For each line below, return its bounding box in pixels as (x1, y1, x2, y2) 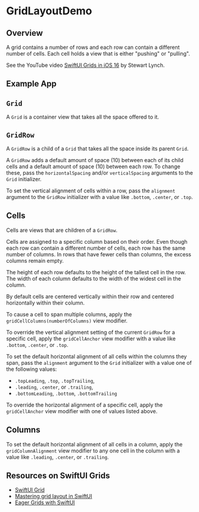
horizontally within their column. (6, 299, 85, 306)
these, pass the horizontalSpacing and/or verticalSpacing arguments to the (6, 169, 194, 176)
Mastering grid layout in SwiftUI (14, 493, 92, 500)
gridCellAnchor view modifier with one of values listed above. (6, 407, 158, 415)
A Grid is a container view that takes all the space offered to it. (6, 113, 160, 120)
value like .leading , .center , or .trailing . (6, 453, 109, 460)
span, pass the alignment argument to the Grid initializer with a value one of (6, 359, 192, 366)
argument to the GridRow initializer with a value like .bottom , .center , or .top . (6, 194, 193, 201)
